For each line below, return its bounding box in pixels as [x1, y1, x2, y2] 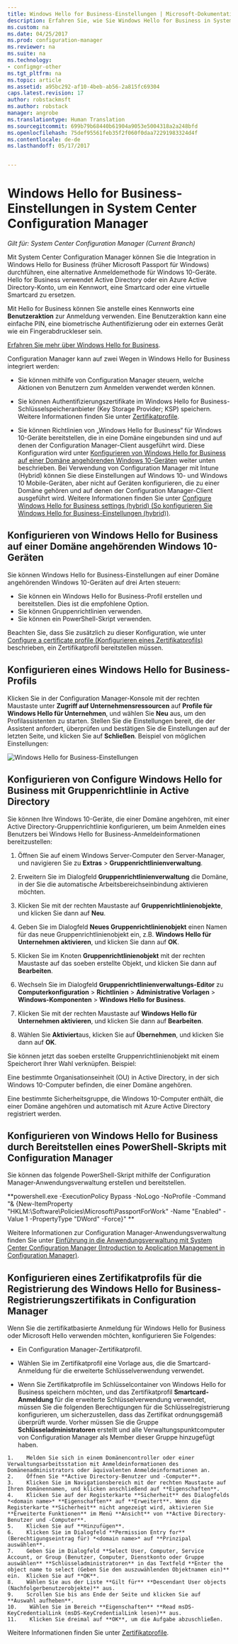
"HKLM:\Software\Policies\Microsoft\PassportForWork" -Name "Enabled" [7, 1207, 222, 1216]
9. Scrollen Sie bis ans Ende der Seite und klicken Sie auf [7, 1591, 201, 1599]
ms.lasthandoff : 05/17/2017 [7, 143, 91, 150]
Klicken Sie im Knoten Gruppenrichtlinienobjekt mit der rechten [17, 951, 205, 959]
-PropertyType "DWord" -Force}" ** [29, 1215, 135, 1224]
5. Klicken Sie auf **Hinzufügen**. [7, 1523, 125, 1530]
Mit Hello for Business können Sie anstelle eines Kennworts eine [7, 305, 195, 313]
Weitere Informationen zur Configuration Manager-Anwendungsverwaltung [7, 1229, 227, 1237]
